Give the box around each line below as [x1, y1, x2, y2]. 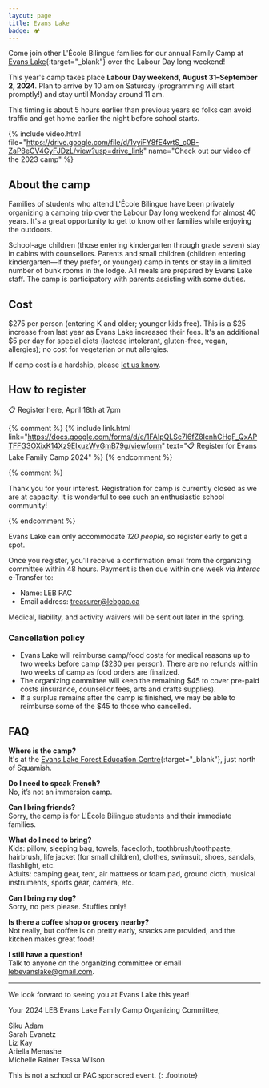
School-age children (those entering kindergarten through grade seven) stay [8, 240, 261, 250]
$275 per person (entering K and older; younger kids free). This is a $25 [8, 319, 247, 328]
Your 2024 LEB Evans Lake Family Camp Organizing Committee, [8, 1005, 220, 1014]
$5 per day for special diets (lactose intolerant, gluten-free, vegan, [8, 336, 228, 345]
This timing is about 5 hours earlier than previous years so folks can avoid [8, 105, 252, 115]
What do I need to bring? [8, 835, 92, 844]
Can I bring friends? [8, 802, 76, 812]
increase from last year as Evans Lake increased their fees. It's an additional [8, 328, 259, 336]
